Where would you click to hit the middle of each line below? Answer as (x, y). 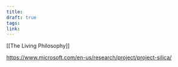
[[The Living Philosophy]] (38, 46)
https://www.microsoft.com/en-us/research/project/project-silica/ (89, 57)
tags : (13, 23)
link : (13, 29)
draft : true (21, 18)
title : (15, 12)
